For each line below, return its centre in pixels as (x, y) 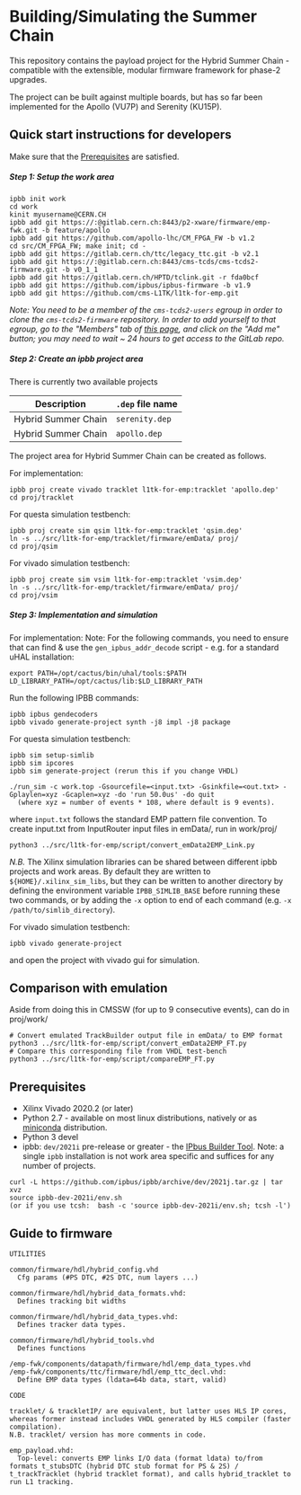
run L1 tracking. (42, 1482)
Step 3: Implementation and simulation (84, 615)
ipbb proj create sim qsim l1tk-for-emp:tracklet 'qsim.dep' (126, 531)
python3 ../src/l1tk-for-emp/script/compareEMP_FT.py (112, 1059)
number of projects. (59, 1166)
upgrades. (28, 79)
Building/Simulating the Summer (133, 17)
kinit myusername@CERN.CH (58, 214)
